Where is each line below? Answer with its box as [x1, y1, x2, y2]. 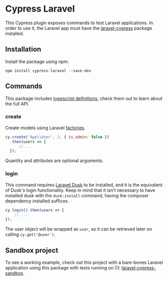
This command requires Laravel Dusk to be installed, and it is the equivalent [5, 182, 162, 188]
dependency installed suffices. [5, 198, 69, 204]
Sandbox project [5, 246, 59, 255]
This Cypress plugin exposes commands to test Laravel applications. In [5, 20, 153, 26]
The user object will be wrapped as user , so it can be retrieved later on [5, 226, 152, 232]
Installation [5, 45, 41, 53]
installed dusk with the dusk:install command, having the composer [5, 192, 149, 198]
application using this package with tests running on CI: [5, 265, 121, 271]
